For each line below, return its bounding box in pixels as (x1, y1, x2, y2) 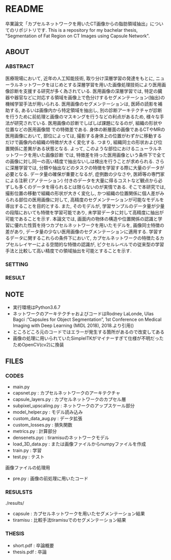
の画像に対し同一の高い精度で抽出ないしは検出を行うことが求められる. (5, 158, 155, 164)
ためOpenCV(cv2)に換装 (12, 342, 64, 348)
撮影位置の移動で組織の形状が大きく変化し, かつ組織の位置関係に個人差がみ (5, 190, 164, 196)
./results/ (5, 500, 25, 506)
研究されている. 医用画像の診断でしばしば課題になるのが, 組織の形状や (14, 120, 162, 126)
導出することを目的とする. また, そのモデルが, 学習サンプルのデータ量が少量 (5, 203, 165, 209)
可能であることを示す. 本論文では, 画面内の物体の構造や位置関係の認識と (5, 216, 158, 222)
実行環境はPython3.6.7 (12, 305, 61, 311)
